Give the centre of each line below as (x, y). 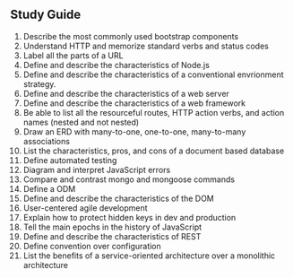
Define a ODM (49, 188)
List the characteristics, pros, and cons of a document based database (154, 151)
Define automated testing (70, 160)
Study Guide (46, 15)
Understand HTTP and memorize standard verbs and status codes (146, 46)
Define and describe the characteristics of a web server (126, 93)
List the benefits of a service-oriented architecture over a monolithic (149, 256)
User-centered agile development (85, 208)
